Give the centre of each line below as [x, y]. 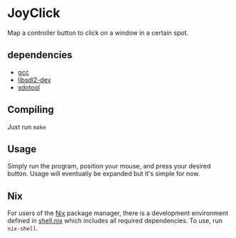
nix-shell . [23, 228]
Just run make [27, 126]
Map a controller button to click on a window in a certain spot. [98, 33]
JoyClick [34, 13]
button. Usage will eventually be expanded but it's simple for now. [104, 174]
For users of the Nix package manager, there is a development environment [118, 213]
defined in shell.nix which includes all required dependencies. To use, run [115, 221]
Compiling [31, 110]
